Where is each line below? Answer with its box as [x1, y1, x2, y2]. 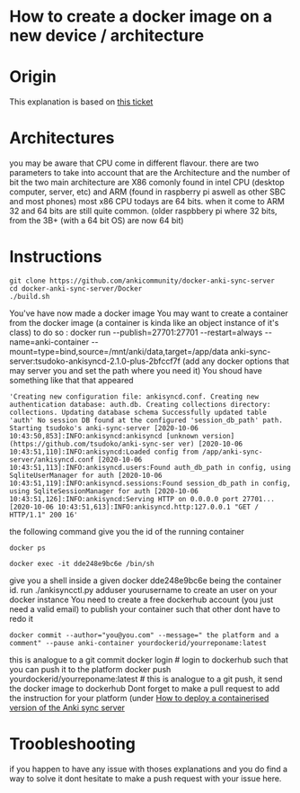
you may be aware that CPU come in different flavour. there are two [9, 158, 259, 168]
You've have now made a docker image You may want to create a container [9, 308, 289, 319]
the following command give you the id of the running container [9, 527, 245, 536]
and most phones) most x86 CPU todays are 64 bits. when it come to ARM [9, 196, 285, 207]
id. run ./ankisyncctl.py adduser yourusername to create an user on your [9, 585, 278, 595]
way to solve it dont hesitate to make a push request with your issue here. [9, 772, 282, 784]
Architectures [9, 128, 115, 149]
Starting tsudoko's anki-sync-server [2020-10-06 [9, 424, 199, 433]
